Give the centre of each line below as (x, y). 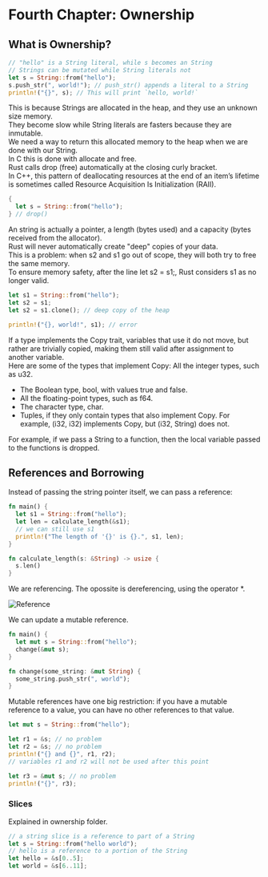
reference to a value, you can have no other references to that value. (121, 710)
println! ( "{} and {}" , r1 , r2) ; (62, 754)
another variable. (36, 357)
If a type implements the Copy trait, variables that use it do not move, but (128, 340)
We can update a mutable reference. (68, 620)
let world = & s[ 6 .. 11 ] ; (48, 866)
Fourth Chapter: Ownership (101, 15)
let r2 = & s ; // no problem (55, 747)
